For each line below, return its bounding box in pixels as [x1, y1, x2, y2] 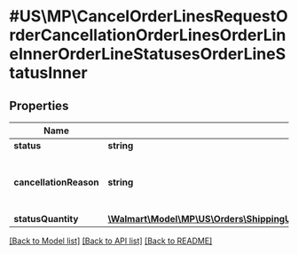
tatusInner [9, 63, 88, 83]
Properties [9, 98, 69, 113]
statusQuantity [13, 213, 79, 225]
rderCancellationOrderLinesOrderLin [9, 25, 286, 45]
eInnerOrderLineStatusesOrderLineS [9, 44, 286, 64]
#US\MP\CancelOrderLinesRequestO [9, 6, 288, 27]
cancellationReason [13, 176, 99, 188]
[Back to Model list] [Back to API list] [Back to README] [9, 235, 213, 246]
